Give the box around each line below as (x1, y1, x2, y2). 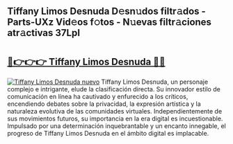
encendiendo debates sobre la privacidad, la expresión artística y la (7, 100, 201, 108)
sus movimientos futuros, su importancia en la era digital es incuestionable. (7, 114, 223, 123)
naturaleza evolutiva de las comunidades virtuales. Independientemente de (7, 107, 223, 115)
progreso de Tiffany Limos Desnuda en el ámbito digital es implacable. (7, 129, 209, 137)
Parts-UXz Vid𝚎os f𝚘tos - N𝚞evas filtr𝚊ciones (7, 17, 212, 28)
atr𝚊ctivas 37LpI (7, 27, 81, 39)
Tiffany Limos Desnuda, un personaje (101, 78, 209, 86)
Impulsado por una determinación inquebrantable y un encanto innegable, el (7, 122, 226, 130)
